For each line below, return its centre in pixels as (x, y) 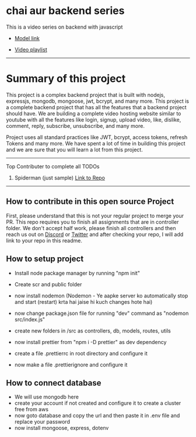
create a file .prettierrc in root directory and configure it (81, 353)
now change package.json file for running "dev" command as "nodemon (101, 313)
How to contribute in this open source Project (90, 202)
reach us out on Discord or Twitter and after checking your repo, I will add (95, 234)
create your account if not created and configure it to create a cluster (98, 403)
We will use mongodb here (46, 397)
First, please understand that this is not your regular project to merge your (95, 216)
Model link (27, 38)
